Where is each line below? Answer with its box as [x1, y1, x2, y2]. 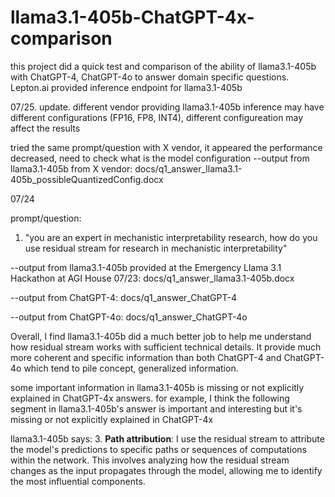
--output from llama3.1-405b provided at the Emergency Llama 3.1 [10, 261, 282, 273]
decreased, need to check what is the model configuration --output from [10, 152, 310, 164]
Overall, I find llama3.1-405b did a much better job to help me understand [10, 330, 312, 342]
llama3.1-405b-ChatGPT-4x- [10, 6, 255, 29]
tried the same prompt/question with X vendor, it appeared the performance [10, 141, 323, 153]
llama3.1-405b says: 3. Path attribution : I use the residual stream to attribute [10, 432, 325, 445]
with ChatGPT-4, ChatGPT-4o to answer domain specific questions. [10, 71, 290, 83]
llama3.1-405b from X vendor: [10, 162, 133, 175]
